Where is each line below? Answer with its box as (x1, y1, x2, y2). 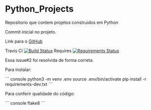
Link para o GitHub (5, 38, 43, 44)
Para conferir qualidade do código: (5, 91, 75, 96)
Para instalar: (5, 67, 32, 73)
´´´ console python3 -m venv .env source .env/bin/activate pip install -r (5, 76, 147, 82)
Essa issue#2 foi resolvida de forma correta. (5, 57, 94, 63)
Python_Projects (5, 3, 74, 15)
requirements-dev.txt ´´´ (5, 81, 53, 87)
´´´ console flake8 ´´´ (5, 100, 45, 106)
